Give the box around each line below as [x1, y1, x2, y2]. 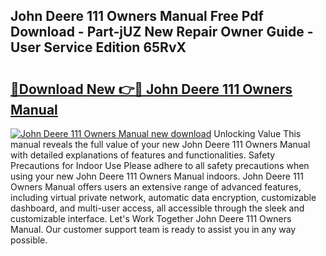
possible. [10, 234, 48, 246]
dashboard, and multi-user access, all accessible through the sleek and [10, 202, 305, 214]
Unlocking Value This [213, 128, 302, 139]
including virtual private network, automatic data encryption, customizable [10, 192, 317, 203]
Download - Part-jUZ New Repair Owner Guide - [10, 24, 314, 41]
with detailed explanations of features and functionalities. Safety [10, 149, 276, 161]
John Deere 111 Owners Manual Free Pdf [10, 8, 264, 25]
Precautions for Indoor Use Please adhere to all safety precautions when [10, 160, 310, 171]
